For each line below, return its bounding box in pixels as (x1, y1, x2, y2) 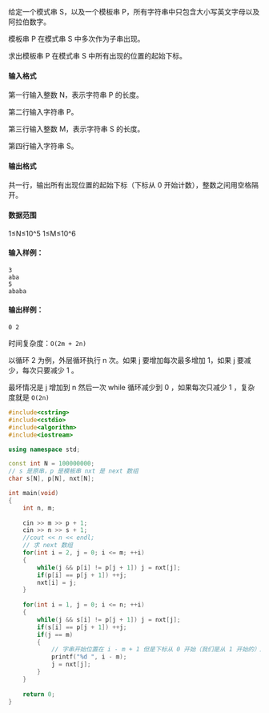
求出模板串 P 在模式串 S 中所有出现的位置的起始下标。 (8, 51, 187, 60)
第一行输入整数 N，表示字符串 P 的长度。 (8, 91, 144, 100)
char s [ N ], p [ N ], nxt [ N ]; (8, 475, 94, 483)
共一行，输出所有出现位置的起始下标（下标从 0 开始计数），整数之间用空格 (8, 180, 252, 190)
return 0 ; (22, 690, 56, 699)
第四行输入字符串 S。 (8, 141, 78, 151)
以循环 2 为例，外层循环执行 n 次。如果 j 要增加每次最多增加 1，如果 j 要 (8, 356, 244, 365)
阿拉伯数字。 (8, 17, 50, 26)
